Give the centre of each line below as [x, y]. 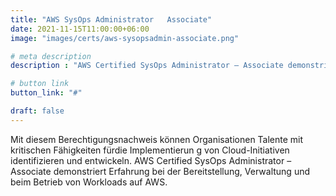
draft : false [37, 111]
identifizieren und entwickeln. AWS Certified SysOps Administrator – [151, 160]
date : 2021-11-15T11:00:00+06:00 [80, 29]
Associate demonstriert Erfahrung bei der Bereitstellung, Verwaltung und [160, 171]
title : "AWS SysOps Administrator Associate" [111, 19]
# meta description [51, 56]
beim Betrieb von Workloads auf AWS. [89, 182]
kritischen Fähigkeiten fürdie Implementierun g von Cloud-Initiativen [150, 150]
